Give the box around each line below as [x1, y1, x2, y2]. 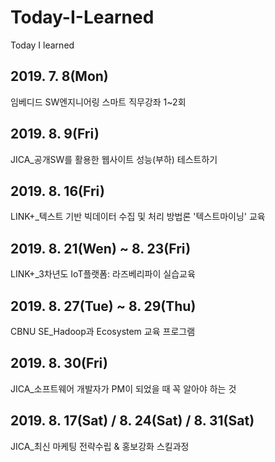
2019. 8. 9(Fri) [10, 126, 100, 143]
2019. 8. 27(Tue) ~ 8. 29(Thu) [10, 297, 197, 315]
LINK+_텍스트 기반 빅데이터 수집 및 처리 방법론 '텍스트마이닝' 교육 [10, 211, 266, 223]
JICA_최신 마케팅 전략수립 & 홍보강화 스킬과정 [10, 440, 190, 452]
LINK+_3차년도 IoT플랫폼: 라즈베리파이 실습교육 [10, 268, 196, 280]
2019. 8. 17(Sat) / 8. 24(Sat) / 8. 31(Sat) [10, 412, 255, 430]
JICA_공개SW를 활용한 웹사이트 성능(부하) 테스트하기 [10, 153, 218, 165]
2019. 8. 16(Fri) [10, 182, 105, 200]
